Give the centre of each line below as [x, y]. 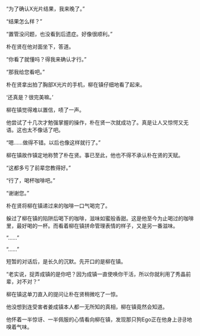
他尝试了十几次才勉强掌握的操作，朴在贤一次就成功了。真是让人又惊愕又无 [97, 123]
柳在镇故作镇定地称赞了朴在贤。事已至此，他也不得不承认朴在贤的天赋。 [95, 155]
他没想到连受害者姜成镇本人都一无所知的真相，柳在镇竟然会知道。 [87, 307]
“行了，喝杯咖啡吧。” [31, 180]
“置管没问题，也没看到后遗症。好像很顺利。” [60, 34]
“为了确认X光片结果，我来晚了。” [46, 9]
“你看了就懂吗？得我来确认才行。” [46, 59]
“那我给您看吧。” [26, 72]
